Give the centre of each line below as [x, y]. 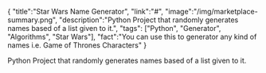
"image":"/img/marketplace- [211, 12]
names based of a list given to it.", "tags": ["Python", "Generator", [114, 28]
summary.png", [32, 20]
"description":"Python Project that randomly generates [149, 20]
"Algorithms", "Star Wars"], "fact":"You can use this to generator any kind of [132, 36]
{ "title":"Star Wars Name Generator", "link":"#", [86, 12]
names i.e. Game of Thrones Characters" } [77, 45]
